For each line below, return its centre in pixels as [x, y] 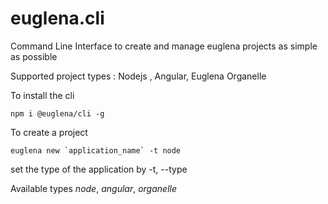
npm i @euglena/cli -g [57, 113]
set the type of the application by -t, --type [99, 169]
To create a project [49, 132]
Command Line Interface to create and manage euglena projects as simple [164, 46]
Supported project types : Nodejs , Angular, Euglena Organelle [138, 76]
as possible [34, 56]
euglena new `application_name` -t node [96, 150]
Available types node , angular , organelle [93, 188]
